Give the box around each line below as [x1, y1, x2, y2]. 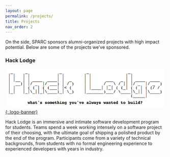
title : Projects [5, 19, 40, 24]
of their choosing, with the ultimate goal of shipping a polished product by [5, 130, 160, 136]
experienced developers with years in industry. [5, 146, 104, 152]
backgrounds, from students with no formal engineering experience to [5, 140, 153, 147]
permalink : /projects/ [5, 13, 53, 19]
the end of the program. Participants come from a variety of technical [5, 135, 151, 141]
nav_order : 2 [5, 24, 33, 29]
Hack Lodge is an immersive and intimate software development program [5, 119, 159, 125]
